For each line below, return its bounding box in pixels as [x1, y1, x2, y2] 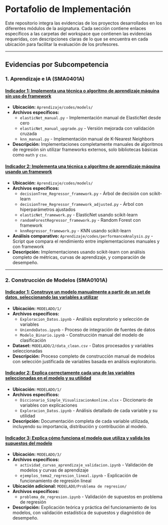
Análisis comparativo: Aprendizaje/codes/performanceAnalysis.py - [12, 233, 153, 239]
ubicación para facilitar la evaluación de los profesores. [5, 41, 119, 47]
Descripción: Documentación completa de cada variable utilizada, [12, 418, 149, 424]
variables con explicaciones [19, 402, 77, 408]
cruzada [19, 131, 37, 137]
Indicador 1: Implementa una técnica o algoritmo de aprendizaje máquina [5, 87, 159, 93]
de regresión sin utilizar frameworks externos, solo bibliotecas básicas [12, 146, 158, 153]
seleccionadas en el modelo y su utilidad [5, 375, 91, 381]
